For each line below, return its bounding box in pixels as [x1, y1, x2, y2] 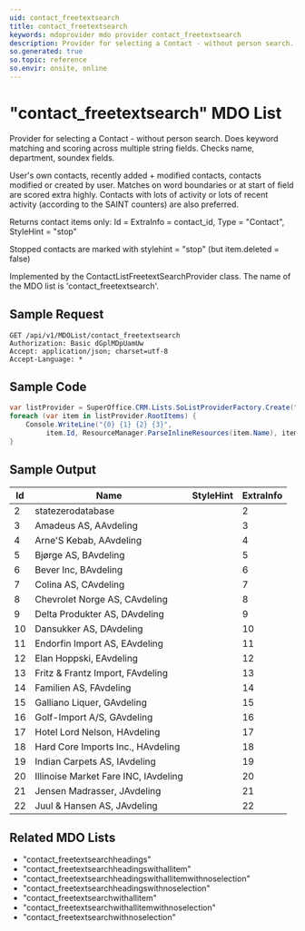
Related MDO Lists [9, 830, 116, 846]
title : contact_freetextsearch [9, 22, 128, 31]
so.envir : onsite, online [9, 64, 107, 73]
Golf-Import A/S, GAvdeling [34, 710, 153, 723]
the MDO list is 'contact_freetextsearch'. [9, 280, 160, 291]
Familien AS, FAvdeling [34, 681, 132, 694]
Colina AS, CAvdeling [34, 578, 125, 591]
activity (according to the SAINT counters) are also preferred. [9, 199, 239, 210]
